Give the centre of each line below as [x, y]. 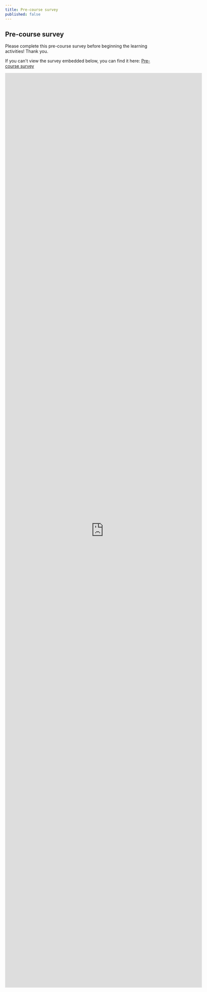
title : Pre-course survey [31, 10]
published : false [23, 14]
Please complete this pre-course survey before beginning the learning [76, 46]
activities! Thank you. [27, 51]
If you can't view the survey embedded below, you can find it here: [73, 61]
